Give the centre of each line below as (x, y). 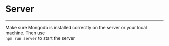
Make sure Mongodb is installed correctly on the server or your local (76, 27)
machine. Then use (25, 33)
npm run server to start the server (40, 38)
